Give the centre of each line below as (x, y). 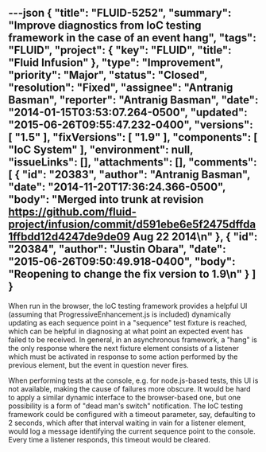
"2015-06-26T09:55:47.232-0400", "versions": (131, 125)
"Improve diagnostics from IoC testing (105, 26)
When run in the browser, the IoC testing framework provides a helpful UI (128, 306)
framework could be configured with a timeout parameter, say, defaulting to (132, 414)
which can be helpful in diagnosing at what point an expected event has (126, 331)
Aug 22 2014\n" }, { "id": (195, 237)
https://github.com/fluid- (73, 212)
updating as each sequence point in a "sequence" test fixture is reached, (128, 322)
